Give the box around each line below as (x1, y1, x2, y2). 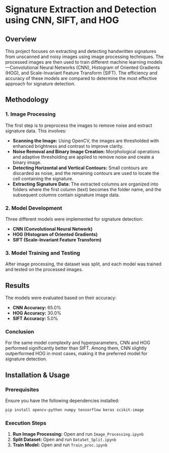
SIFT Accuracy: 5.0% (12, 315, 58, 322)
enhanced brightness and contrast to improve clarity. (12, 143, 124, 149)
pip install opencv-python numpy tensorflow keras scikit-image (5, 408, 144, 413)
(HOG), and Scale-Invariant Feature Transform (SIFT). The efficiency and (5, 70, 158, 76)
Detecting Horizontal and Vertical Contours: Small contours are (12, 165, 148, 171)
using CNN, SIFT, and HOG (5, 14, 119, 26)
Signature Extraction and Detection (5, 4, 157, 15)
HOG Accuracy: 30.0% (12, 310, 62, 316)
